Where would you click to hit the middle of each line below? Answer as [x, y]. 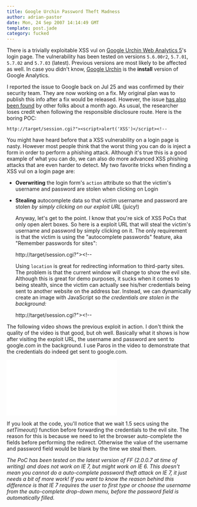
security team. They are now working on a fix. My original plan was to [91, 93]
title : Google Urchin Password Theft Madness [63, 12]
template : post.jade [32, 28]
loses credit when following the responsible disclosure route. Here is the [94, 112]
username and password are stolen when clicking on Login [86, 189]
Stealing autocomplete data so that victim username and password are [101, 201]
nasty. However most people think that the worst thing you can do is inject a [98, 146]
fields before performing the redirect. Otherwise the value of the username [97, 443]
